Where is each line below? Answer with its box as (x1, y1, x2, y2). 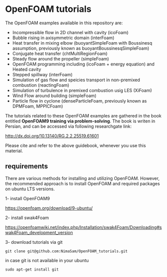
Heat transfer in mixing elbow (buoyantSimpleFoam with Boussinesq (12, 40, 153, 46)
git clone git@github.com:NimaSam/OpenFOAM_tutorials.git (5, 249, 128, 254)
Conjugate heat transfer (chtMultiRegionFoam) (12, 51, 108, 56)
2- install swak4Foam (5, 215, 49, 221)
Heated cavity (12, 66, 41, 72)
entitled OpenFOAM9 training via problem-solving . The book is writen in (5, 118, 156, 124)
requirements (5, 162, 48, 170)
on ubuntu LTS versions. (5, 186, 55, 192)
